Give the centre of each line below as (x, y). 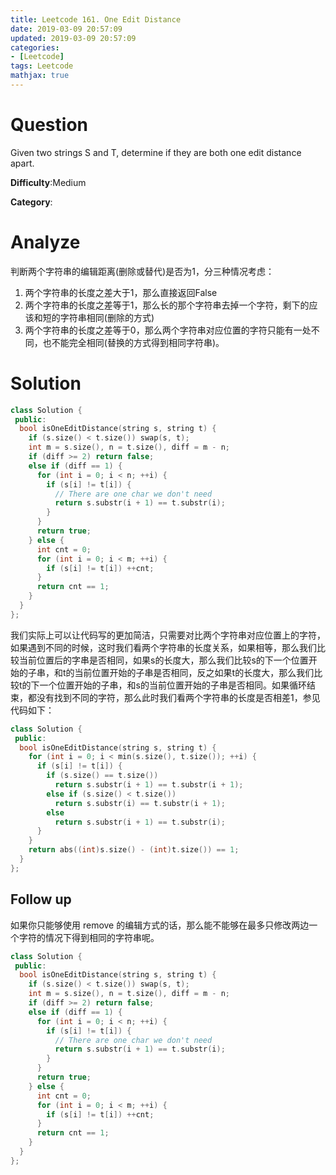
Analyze (45, 242)
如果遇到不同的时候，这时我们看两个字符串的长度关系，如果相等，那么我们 (163, 647)
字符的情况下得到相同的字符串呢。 (89, 937)
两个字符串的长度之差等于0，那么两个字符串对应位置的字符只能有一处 (168, 330)
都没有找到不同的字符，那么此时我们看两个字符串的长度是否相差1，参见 (174, 697)
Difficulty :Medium (48, 182)
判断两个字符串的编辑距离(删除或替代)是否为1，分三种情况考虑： (142, 271)
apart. (22, 163)
